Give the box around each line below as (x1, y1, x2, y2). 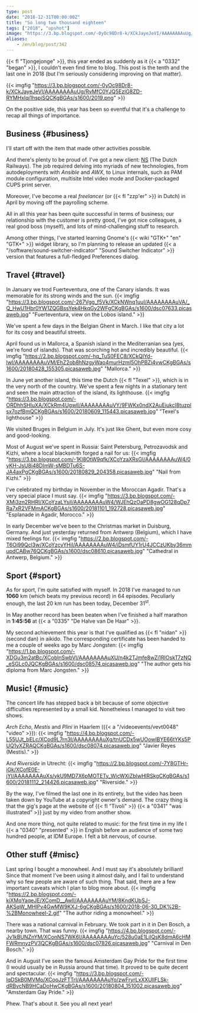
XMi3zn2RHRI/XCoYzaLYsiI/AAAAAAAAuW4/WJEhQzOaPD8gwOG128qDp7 (6, 498, 190, 505)
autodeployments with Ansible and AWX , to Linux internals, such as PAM (6, 169, 183, 176)
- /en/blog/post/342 (16, 42, 67, 48)
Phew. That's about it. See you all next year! (6, 1000, 113, 1007)
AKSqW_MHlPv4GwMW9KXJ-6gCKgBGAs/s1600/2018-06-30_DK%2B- (6, 903, 181, 910)
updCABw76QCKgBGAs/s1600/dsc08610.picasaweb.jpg (6, 547, 143, 554)
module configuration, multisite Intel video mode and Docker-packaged (6, 175, 180, 182)
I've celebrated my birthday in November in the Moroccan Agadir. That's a (6, 486, 186, 493)
